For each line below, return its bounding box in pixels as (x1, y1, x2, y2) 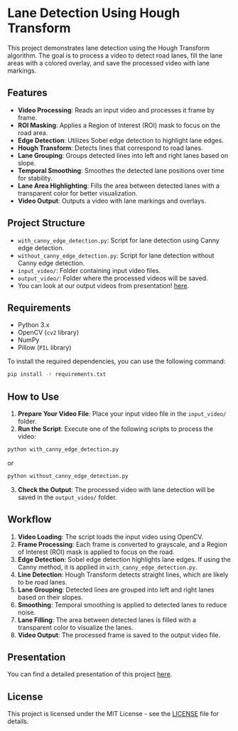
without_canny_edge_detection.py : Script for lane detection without (17, 251, 215, 260)
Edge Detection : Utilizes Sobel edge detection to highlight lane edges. (17, 136, 224, 144)
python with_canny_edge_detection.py (7, 446, 119, 453)
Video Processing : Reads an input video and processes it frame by (17, 105, 215, 114)
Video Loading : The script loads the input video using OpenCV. (17, 532, 204, 541)
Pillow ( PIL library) (17, 343, 72, 352)
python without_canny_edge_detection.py (7, 472, 129, 479)
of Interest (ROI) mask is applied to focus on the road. (17, 548, 175, 556)
